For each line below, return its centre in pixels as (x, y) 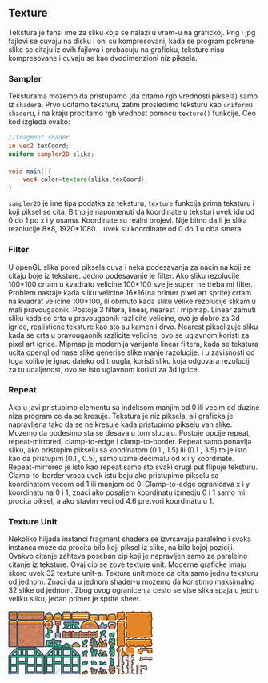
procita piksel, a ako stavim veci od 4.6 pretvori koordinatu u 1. (111, 500)
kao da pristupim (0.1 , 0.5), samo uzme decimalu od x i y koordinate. (121, 458)
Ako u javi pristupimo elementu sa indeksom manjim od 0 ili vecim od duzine (134, 407)
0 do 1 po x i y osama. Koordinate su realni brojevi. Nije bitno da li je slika (128, 220)
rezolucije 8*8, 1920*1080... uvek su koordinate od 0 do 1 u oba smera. (126, 229)
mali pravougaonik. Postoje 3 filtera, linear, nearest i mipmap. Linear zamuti (132, 309)
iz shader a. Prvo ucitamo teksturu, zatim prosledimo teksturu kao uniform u (131, 105)
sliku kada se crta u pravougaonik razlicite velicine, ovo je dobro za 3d (124, 318)
